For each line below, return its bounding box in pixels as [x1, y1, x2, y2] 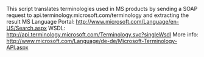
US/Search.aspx [6, 24, 47, 32]
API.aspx [6, 44, 29, 51]
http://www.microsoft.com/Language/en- [76, 18, 180, 25]
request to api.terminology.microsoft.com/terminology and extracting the [6, 12, 189, 19]
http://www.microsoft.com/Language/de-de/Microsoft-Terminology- [6, 38, 178, 44]
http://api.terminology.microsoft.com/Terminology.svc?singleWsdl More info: [6, 31, 199, 38]
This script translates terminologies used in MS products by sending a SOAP [6, 5, 198, 12]
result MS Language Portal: [6, 18, 75, 25]
